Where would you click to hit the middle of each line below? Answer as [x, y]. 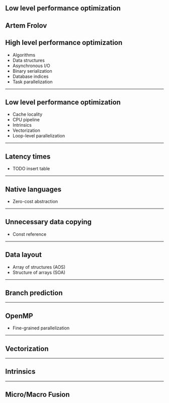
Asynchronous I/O [31, 66]
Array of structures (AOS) [39, 267]
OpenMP [19, 316]
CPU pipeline [26, 120]
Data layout [23, 255]
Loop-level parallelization [39, 136]
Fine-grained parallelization [41, 328]
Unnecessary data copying [49, 222]
